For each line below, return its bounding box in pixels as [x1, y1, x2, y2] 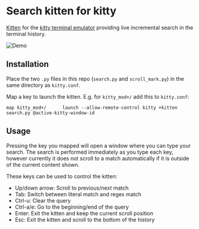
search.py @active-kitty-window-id [6, 109, 95, 116]
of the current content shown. [6, 161, 79, 168]
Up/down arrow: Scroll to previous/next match [14, 184, 129, 191]
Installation [6, 59, 49, 69]
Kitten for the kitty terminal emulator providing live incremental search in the [6, 24, 194, 31]
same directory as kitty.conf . [6, 81, 81, 88]
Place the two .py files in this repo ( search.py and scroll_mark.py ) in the [6, 75, 184, 82]
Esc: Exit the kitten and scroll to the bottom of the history [14, 216, 155, 223]
